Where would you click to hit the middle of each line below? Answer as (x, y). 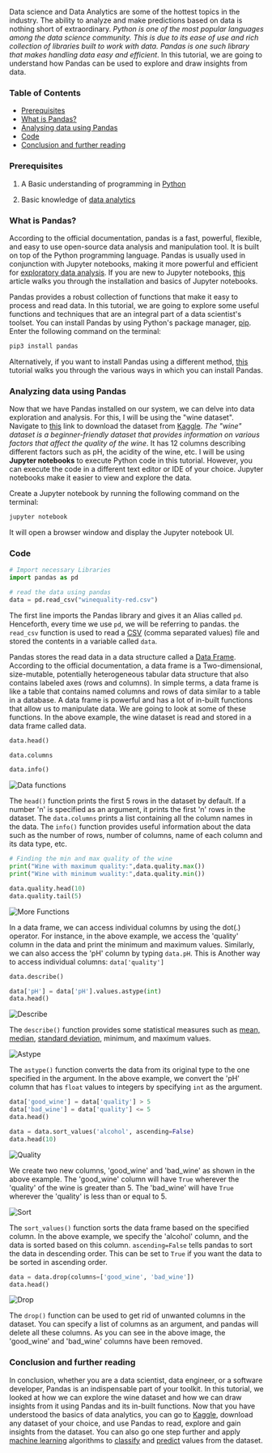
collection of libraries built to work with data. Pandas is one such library (130, 46)
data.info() (29, 770)
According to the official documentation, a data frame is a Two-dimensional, (136, 665)
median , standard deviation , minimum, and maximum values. (110, 1038)
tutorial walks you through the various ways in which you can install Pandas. (136, 370)
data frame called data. (48, 725)
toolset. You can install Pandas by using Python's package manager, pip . (130, 323)
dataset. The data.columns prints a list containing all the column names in (131, 818)
